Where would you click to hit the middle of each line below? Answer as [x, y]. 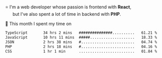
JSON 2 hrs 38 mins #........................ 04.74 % [81, 42]
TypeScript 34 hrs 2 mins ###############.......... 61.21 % [81, 33]
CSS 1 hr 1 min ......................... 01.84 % [81, 51]
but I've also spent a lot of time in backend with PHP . [67, 14]
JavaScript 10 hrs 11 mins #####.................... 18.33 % [81, 37]
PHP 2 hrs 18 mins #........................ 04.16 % [81, 47]
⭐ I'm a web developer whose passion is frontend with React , [68, 7]
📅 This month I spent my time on [38, 24]
